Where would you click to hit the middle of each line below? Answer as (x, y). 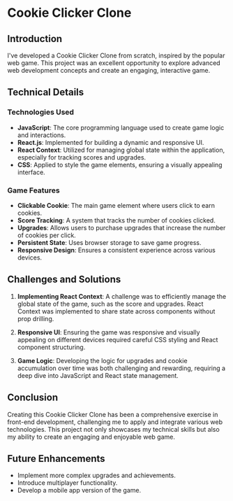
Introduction (35, 39)
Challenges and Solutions (64, 280)
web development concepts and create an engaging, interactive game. (109, 70)
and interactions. (42, 135)
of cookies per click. (47, 235)
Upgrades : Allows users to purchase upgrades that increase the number (121, 227)
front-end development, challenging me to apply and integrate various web (115, 422)
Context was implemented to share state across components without (116, 311)
